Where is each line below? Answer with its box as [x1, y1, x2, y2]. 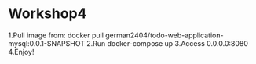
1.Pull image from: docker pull [8, 30, 104, 40]
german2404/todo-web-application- [104, 30, 224, 40]
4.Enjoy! [8, 47, 35, 56]
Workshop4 [8, 5, 87, 23]
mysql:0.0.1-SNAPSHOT [8, 38, 85, 48]
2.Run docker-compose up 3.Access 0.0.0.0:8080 [86, 38, 249, 48]
